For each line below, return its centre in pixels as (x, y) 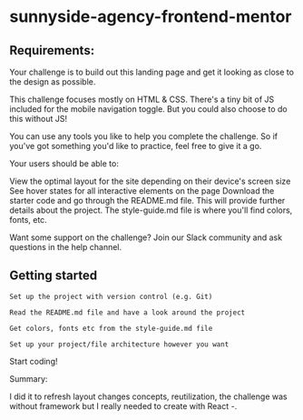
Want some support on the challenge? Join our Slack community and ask (146, 237)
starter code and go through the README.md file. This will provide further (147, 200)
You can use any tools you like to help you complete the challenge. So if (144, 136)
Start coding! (34, 361)
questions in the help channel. (66, 247)
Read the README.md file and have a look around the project (127, 312)
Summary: (29, 378)
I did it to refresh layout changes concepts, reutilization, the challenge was (148, 396)
